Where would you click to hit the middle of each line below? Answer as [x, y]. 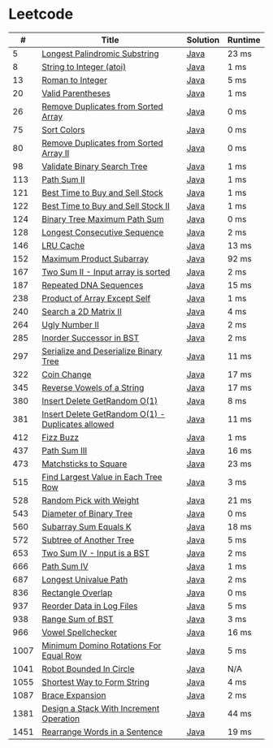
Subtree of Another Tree [88, 539]
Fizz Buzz [61, 437]
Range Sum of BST [78, 619]
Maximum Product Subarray [95, 258]
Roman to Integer [75, 80]
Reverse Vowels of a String [93, 387]
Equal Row [62, 655]
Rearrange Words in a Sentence [102, 732]
